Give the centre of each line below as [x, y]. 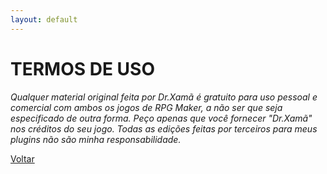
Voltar [22, 158]
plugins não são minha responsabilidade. [96, 139]
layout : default [44, 19]
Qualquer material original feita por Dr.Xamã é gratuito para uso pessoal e [164, 97]
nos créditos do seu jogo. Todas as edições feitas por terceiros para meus [164, 128]
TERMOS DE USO [82, 68]
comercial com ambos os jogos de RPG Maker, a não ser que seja [146, 107]
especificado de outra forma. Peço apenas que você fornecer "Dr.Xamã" [161, 118]
